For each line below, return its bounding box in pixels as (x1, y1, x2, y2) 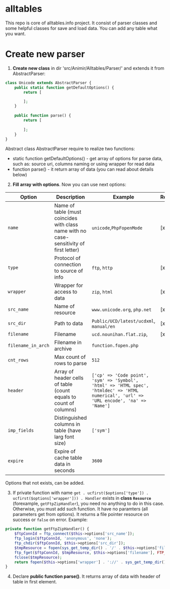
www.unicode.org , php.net (92, 306, 152, 313)
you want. (5, 30, 26, 36)
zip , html (92, 288, 113, 296)
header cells (54, 375, 83, 382)
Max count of (54, 353, 86, 360)
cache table (54, 454, 82, 461)
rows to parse (54, 360, 87, 367)
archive (54, 345, 72, 352)
